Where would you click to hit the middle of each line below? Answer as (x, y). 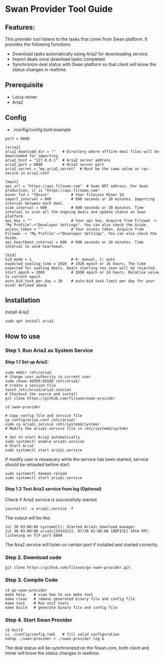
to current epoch (23, 277)
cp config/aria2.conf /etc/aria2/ (41, 420)
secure (12, 173)
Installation (23, 300)
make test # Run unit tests (37, 603)
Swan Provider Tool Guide (59, 9)
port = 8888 (17, 139)
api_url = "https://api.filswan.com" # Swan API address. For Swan (77, 186)
